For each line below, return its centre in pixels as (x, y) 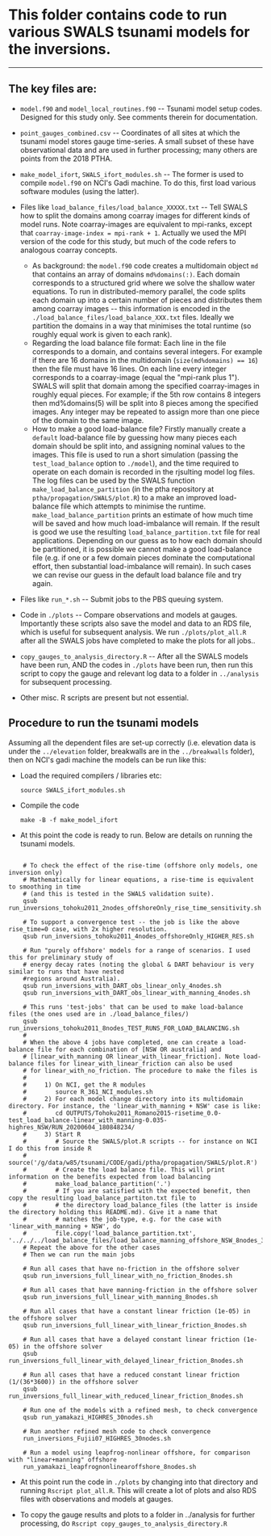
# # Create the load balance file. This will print (124, 1170)
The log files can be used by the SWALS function (113, 480)
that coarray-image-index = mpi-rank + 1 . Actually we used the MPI (133, 233)
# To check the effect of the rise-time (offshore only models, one (140, 865)
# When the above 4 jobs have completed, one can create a (124, 1042)
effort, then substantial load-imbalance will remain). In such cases (142, 566)
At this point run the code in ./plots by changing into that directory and (139, 1482)
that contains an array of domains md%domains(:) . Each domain (136, 274)
